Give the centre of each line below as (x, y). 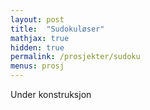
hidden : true (37, 47)
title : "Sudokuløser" (57, 29)
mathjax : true (40, 38)
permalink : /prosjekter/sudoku (75, 57)
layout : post (37, 19)
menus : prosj (37, 66)
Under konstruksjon (51, 94)
